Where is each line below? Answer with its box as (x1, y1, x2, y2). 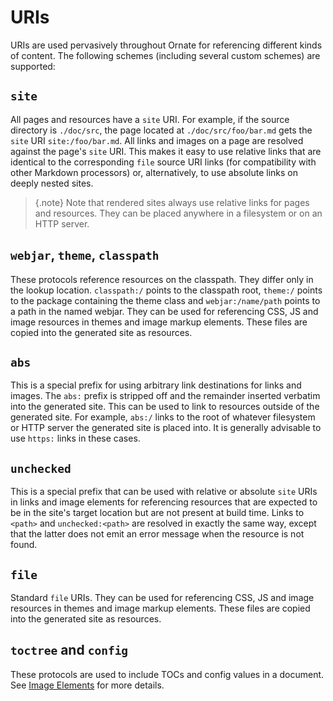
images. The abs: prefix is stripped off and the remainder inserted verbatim (10, 390, 321, 402)
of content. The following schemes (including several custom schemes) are (10, 49, 321, 61)
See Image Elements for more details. (10, 679, 165, 691)
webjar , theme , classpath (10, 247, 160, 264)
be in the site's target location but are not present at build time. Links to (10, 507, 305, 519)
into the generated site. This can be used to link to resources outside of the (10, 401, 320, 413)
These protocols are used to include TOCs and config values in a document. (10, 668, 325, 680)
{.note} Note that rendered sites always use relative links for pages (34, 196, 310, 208)
